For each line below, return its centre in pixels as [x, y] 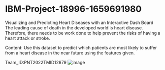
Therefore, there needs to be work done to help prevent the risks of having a [83, 33]
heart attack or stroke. [28, 38]
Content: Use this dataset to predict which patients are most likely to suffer [81, 47]
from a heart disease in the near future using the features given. [70, 53]
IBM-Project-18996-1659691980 [73, 9]
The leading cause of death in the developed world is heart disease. [74, 27]
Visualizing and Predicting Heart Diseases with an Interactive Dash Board [79, 23]
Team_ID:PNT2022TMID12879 [36, 62]
